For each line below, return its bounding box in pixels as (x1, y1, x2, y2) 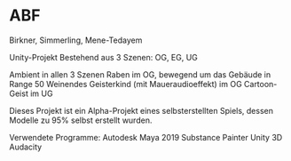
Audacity (9, 141, 43, 152)
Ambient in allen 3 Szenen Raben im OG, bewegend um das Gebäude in (9, 68, 271, 80)
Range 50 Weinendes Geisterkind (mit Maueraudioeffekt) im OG (9, 78, 242, 89)
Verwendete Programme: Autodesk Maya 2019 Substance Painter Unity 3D (9, 132, 283, 142)
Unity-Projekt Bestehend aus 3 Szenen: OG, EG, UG (9, 52, 198, 62)
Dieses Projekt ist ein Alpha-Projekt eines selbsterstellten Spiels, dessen (9, 105, 273, 116)
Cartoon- (243, 78, 278, 89)
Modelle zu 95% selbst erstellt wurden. (9, 115, 153, 125)
